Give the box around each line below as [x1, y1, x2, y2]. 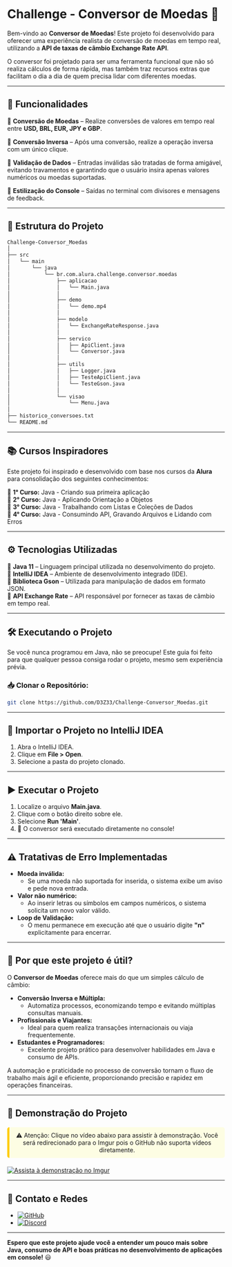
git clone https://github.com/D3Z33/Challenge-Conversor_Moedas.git [7, 699, 209, 706]
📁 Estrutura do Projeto [7, 221, 104, 233]
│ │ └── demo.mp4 [7, 303, 107, 310]
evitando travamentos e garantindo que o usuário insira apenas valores [7, 165, 209, 174]
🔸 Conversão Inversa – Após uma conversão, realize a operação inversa [7, 138, 214, 146]
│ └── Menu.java [7, 399, 110, 407]
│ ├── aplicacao [7, 277, 97, 284]
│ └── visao [7, 393, 85, 400]
